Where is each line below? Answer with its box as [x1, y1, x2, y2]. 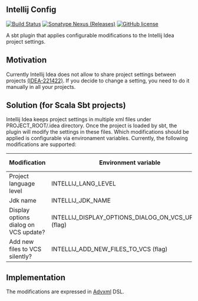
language [9, 180, 35, 188]
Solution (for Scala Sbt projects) [6, 100, 126, 111]
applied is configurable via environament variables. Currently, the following [6, 135, 189, 142]
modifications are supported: [6, 141, 77, 148]
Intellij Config [6, 5, 57, 15]
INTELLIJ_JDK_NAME [51, 197, 111, 205]
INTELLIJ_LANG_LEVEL [51, 180, 116, 188]
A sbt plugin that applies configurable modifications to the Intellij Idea [6, 32, 174, 39]
